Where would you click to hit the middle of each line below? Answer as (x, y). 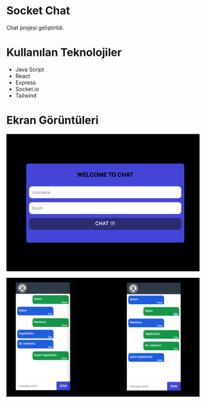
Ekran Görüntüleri (53, 121)
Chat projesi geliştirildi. (35, 28)
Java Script (29, 69)
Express (25, 82)
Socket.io (27, 89)
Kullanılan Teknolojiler (64, 52)
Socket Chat (38, 11)
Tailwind (26, 95)
